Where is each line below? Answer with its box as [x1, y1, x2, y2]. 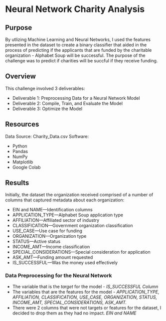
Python [12, 143, 27, 149]
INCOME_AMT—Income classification [12, 244, 90, 250]
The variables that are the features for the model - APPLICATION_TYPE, [12, 289, 160, 295]
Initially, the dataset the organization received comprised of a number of [5, 192, 154, 198]
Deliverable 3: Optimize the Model [12, 106, 83, 112]
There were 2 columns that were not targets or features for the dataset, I [12, 305, 162, 311]
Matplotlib [12, 159, 33, 165]
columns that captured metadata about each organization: [5, 197, 125, 203]
